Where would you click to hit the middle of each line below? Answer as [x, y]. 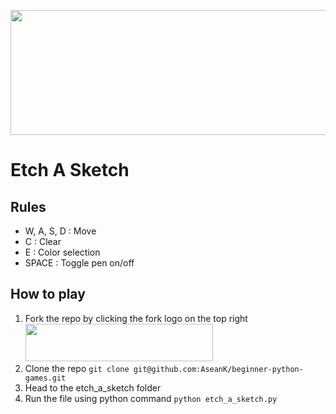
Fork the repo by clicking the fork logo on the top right [136, 318]
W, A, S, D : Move [60, 231]
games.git [45, 378]
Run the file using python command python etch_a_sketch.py [151, 398]
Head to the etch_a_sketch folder [93, 387]
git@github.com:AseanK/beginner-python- [218, 369]
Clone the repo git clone [77, 368]
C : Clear [43, 241]
